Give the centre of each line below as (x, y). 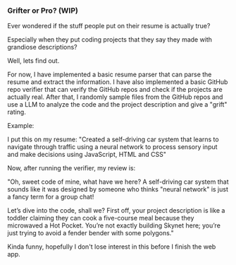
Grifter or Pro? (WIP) (43, 11)
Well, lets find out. (33, 61)
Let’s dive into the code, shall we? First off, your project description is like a (116, 211)
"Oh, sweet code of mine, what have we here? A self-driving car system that (118, 182)
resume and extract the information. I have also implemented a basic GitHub (118, 82)
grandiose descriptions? (42, 47)
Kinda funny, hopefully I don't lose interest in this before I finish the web (112, 247)
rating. (17, 112)
